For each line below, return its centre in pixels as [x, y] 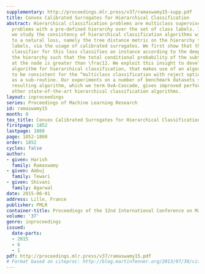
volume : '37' [23, 216]
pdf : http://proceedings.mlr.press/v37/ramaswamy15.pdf [79, 256]
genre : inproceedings [34, 222]
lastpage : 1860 [26, 131]
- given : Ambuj [26, 171]
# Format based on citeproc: [43, 262]
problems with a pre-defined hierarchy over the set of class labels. [103, 29]
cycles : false [24, 148]
